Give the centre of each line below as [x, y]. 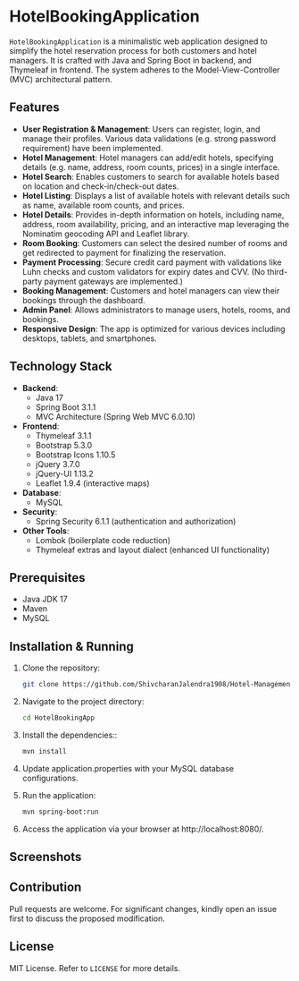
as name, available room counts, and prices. [103, 205]
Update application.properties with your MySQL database [128, 768]
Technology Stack [61, 367]
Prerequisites [47, 578]
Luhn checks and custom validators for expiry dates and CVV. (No [144, 271]
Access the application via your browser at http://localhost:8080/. [143, 829]
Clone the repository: [61, 668]
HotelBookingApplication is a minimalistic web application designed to [138, 41]
